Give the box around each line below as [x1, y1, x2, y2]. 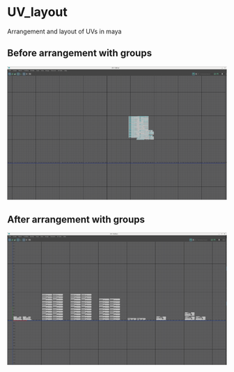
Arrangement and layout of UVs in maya [7, 27, 122, 35]
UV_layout [7, 4, 68, 20]
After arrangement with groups [7, 213, 145, 225]
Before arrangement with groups [7, 47, 152, 59]
